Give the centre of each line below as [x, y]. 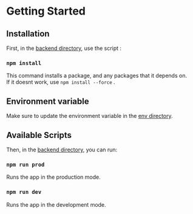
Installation [28, 34]
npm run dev [24, 192]
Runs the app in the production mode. [54, 177]
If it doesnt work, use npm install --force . [61, 82]
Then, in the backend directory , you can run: [62, 150]
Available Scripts [39, 135]
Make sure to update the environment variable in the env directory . [90, 116]
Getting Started [46, 11]
